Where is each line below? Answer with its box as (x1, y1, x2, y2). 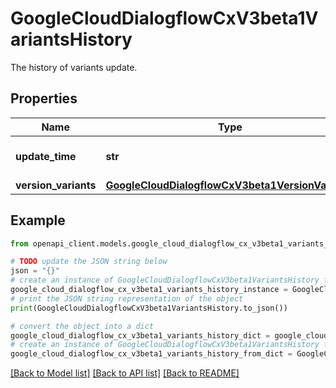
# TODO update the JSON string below (10, 257, 168, 267)
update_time (15, 149, 77, 163)
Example (10, 212, 66, 229)
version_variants (15, 178, 97, 192)
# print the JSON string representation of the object (10, 293, 244, 304)
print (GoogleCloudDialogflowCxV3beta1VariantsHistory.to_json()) (10, 303, 288, 313)
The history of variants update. (10, 61, 138, 73)
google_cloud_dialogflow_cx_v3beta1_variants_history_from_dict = (10, 349, 293, 359)
